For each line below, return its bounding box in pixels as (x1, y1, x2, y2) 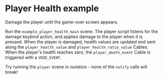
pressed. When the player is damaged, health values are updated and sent (5, 39, 156, 44)
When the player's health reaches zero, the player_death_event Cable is (5, 49, 151, 55)
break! (5, 69, 18, 75)
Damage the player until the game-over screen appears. (5, 19, 119, 25)
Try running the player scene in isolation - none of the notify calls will (5, 64, 147, 70)
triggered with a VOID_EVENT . (5, 54, 62, 60)
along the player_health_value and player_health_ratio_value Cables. (5, 44, 149, 50)
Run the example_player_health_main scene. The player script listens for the (5, 28, 158, 34)
